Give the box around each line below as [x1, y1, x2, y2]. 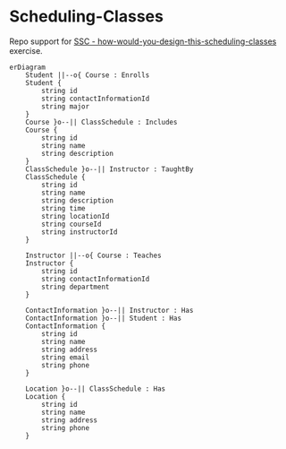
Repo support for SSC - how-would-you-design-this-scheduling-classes [9, 36, 277, 47]
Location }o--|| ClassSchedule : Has [25, 384, 166, 393]
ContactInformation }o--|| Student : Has [25, 314, 181, 323]
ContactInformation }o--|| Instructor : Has [25, 306, 194, 315]
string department [41, 282, 110, 291]
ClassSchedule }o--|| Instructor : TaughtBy [25, 164, 194, 174]
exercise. [9, 45, 43, 56]
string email [41, 352, 90, 362]
